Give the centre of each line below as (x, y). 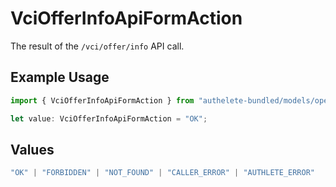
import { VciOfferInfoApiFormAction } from (102, 100)
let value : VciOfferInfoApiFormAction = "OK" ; (109, 118)
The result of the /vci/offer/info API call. (97, 46)
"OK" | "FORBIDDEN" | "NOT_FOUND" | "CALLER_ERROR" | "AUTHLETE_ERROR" (162, 173)
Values (32, 149)
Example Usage (60, 77)
